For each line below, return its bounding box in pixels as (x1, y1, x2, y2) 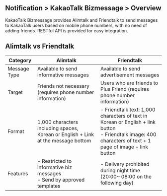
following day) (100, 179, 134, 186)
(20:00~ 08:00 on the (100, 173, 152, 180)
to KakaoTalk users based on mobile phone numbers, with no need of (5, 22, 148, 28)
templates (37, 182, 61, 189)
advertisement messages (100, 71, 160, 78)
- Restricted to (37, 157, 72, 164)
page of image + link (100, 143, 148, 150)
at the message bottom (37, 137, 91, 144)
